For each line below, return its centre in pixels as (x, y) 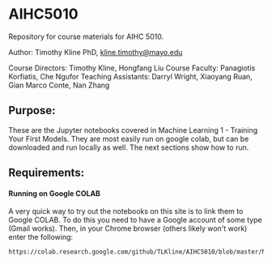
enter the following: (41, 237)
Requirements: (47, 173)
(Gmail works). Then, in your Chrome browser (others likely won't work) (128, 228)
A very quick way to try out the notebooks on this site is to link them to (126, 211)
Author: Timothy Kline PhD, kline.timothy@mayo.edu (96, 52)
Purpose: (32, 111)
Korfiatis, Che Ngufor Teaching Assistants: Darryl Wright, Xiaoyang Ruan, (130, 76)
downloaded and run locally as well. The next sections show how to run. (129, 147)
